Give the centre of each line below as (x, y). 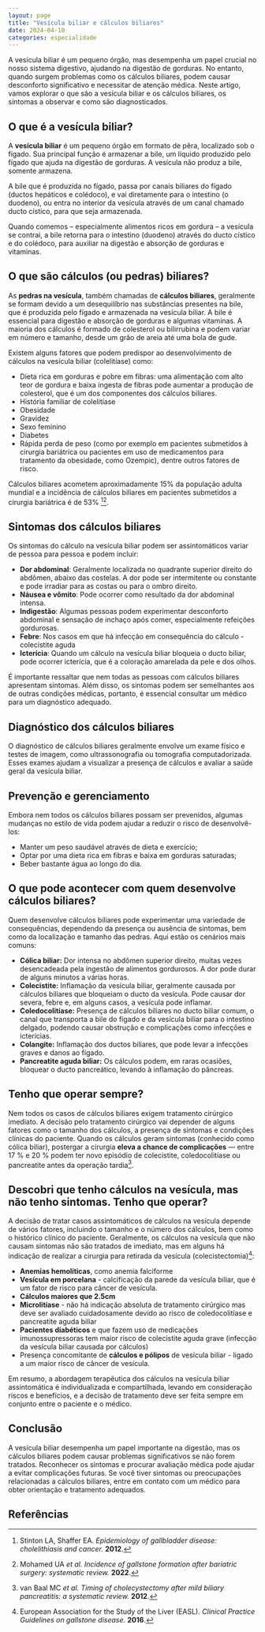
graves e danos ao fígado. (62, 1052)
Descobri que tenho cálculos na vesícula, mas (123, 1190)
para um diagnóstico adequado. (60, 702)
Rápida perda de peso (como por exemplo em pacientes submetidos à (134, 444)
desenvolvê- (231, 823)
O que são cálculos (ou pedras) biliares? (109, 277)
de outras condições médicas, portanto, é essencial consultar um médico (127, 694)
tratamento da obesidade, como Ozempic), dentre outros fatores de (130, 460)
